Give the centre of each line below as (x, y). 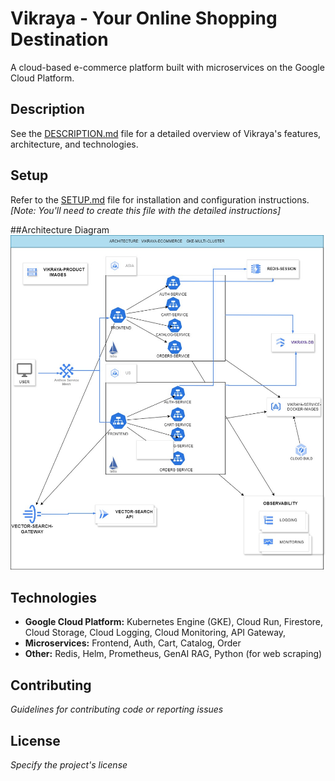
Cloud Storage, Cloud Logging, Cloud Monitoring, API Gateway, (155, 633)
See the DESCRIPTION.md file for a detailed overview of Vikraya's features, (166, 133)
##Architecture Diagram (60, 229)
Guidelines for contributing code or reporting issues (117, 709)
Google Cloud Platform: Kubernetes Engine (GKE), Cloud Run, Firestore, (174, 622)
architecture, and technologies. (74, 144)
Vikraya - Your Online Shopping (144, 18)
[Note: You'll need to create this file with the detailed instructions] (146, 210)
